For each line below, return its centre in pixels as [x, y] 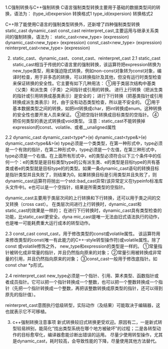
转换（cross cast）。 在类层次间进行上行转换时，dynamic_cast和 [75, 204]
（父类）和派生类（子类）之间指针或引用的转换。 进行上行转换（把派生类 [87, 90]
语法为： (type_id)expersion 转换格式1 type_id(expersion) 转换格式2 [83, 14]
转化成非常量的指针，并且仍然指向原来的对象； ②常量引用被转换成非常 [87, 252]
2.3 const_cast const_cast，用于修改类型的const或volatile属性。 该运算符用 [83, 234]
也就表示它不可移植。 [27, 311]
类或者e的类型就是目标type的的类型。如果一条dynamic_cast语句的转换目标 [82, 168]
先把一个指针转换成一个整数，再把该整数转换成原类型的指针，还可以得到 [88, 288]
